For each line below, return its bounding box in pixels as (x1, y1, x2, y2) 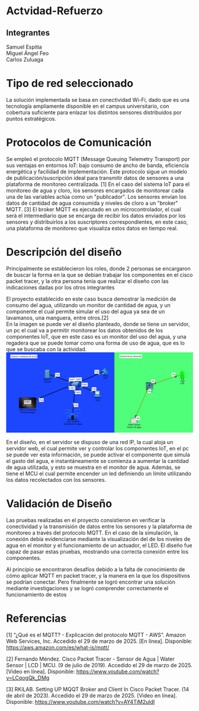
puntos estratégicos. (6, 115, 56, 122)
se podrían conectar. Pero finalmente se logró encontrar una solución (6, 578, 176, 585)
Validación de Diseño (6, 497, 113, 510)
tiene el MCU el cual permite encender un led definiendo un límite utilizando (6, 469, 191, 477)
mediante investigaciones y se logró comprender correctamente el (6, 584, 169, 591)
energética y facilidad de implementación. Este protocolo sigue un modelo (6, 168, 188, 175)
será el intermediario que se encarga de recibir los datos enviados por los (6, 212, 186, 219)
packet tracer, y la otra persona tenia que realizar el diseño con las (6, 277, 169, 285)
